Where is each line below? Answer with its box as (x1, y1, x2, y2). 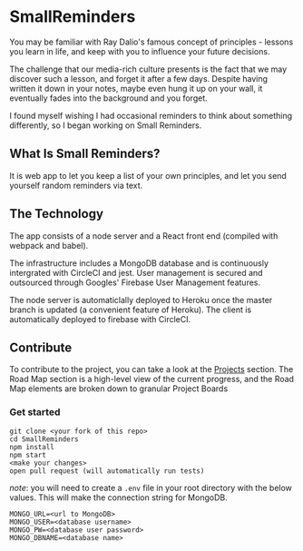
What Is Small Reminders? (9, 146, 161, 162)
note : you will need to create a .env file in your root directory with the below (9, 482, 293, 493)
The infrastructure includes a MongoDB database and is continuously (9, 257, 269, 269)
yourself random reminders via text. (9, 180, 143, 191)
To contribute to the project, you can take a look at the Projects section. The (9, 364, 294, 375)
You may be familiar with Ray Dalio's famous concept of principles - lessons (9, 36, 294, 47)
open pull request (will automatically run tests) (9, 466, 205, 476)
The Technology (9, 206, 104, 221)
